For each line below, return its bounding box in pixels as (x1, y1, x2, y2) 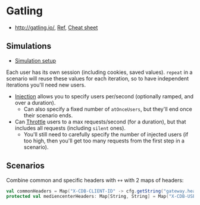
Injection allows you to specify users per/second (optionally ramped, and (14, 92, 194, 100)
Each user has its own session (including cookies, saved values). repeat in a (6, 69, 193, 76)
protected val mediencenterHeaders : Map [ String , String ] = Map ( (6, 194, 169, 200)
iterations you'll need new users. (6, 81, 86, 88)
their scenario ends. (23, 111, 73, 119)
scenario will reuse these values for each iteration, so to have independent (6, 74, 189, 82)
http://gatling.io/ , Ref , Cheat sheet (14, 24, 98, 31)
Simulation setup (14, 57, 57, 64)
